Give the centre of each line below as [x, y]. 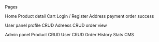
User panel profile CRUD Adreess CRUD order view [56, 25]
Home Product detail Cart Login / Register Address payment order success [79, 16]
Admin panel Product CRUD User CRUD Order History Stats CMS [70, 35]
